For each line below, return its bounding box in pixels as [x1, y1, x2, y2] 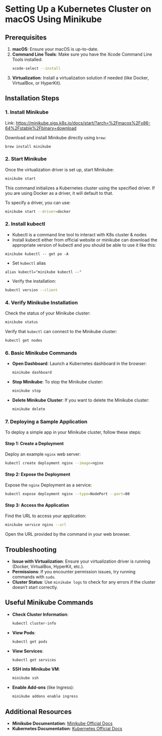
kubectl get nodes [5, 338, 42, 343]
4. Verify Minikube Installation [5, 299, 78, 306]
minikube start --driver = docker [5, 209, 71, 214]
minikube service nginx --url [5, 523, 67, 527]
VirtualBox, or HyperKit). [12, 80, 62, 86]
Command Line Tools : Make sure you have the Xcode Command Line [12, 51, 152, 57]
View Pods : [12, 630, 36, 635]
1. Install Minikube [5, 109, 49, 116]
